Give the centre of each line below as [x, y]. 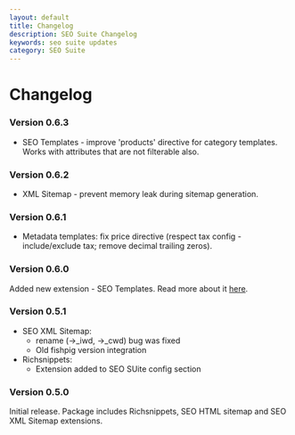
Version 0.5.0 [39, 391]
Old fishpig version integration [91, 349]
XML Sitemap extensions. [56, 421]
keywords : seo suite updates [63, 42]
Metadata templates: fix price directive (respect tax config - [132, 236]
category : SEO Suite [48, 51]
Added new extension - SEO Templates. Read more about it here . [129, 288]
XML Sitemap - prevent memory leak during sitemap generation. [140, 193]
